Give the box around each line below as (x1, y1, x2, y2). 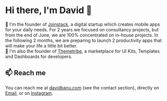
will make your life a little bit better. (5, 42, 78, 48)
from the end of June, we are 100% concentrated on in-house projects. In (5, 32, 158, 38)
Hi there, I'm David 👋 (5, 5, 92, 16)
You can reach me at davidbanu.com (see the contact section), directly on (5, 84, 159, 90)
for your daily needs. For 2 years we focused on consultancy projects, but (5, 26, 159, 32)
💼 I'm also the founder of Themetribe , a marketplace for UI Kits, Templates (5, 48, 160, 54)
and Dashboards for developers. (5, 53, 72, 60)
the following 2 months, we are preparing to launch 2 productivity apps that (5, 37, 162, 43)
